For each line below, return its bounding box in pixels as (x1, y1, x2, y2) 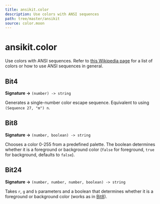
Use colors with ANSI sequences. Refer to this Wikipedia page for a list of (5, 58, 153, 64)
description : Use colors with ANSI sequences (5, 12, 99, 17)
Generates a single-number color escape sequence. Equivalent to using (5, 100, 150, 105)
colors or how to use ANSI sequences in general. (5, 63, 103, 69)
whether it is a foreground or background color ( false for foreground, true (5, 146, 155, 152)
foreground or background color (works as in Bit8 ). (5, 193, 107, 199)
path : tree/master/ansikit (5, 16, 60, 21)
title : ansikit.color (5, 7, 49, 12)
